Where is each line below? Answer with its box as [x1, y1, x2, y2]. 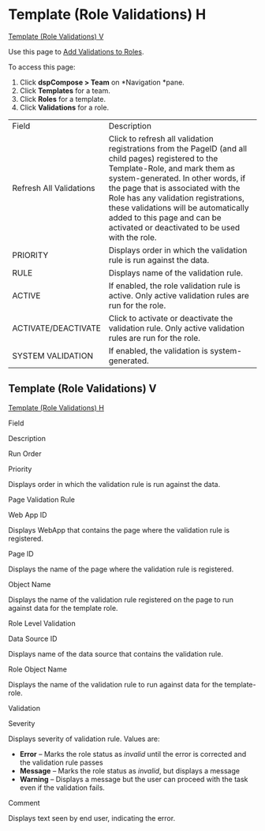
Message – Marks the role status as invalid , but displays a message [19, 765, 241, 775]
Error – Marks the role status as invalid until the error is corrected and [19, 749, 247, 758]
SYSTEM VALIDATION [12, 350, 93, 361]
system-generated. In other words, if [108, 172, 246, 183]
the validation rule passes [19, 758, 104, 767]
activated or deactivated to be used [108, 222, 241, 233]
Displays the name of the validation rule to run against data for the [8, 679, 223, 689]
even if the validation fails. [19, 783, 105, 792]
